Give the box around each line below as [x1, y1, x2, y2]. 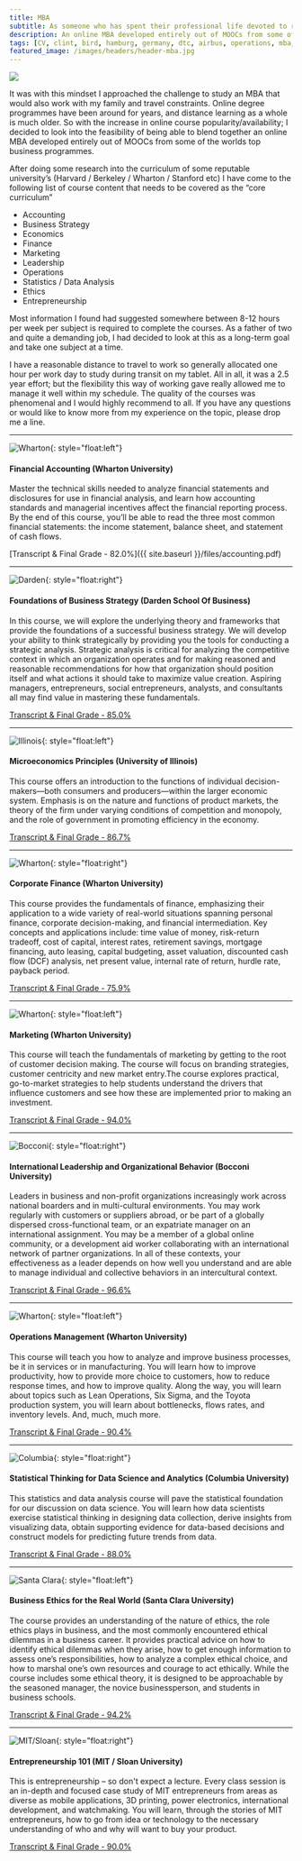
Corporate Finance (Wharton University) [9, 878, 164, 889]
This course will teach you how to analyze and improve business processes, [9, 1351, 291, 1362]
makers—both [9, 785, 62, 796]
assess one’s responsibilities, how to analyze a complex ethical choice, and [9, 1653, 288, 1664]
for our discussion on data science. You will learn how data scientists [9, 1502, 265, 1513]
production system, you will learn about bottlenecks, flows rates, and [9, 1399, 265, 1410]
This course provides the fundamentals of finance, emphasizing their [9, 898, 265, 908]
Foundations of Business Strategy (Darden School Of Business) [9, 595, 251, 606]
